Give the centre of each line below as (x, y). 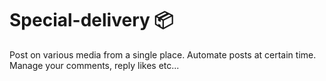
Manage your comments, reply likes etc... (94, 65)
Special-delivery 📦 (91, 20)
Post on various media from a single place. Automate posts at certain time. (163, 54)
